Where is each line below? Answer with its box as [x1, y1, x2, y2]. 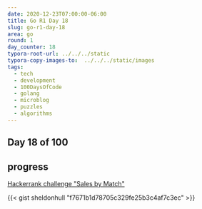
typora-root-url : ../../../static [7, 51, 111, 58]
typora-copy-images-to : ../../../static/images [7, 57, 155, 64]
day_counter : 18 [7, 44, 56, 51]
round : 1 [7, 37, 34, 44]
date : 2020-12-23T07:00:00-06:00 [7, 10, 107, 18]
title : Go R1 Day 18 [7, 17, 69, 24]
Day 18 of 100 [7, 136, 69, 148]
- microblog [14, 97, 50, 104]
